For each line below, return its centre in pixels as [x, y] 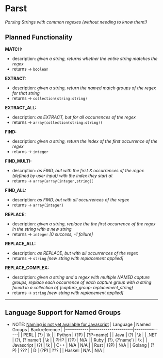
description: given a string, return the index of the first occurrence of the [85, 141]
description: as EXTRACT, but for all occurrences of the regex [74, 117]
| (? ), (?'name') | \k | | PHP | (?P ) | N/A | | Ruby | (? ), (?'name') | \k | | [79, 340]
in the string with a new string [42, 229]
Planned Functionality [39, 37]
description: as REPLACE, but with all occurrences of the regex [75, 253]
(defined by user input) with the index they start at [62, 176]
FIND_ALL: [16, 190]
